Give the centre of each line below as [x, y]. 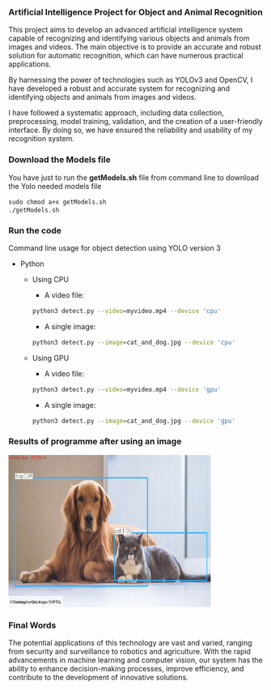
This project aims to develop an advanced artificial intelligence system [125, 30]
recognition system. [41, 139]
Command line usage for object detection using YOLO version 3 [114, 248]
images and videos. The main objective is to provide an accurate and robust [135, 47]
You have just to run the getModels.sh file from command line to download [133, 178]
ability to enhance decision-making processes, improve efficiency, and [126, 668]
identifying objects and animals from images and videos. [102, 97]
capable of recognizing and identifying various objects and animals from [129, 38]
